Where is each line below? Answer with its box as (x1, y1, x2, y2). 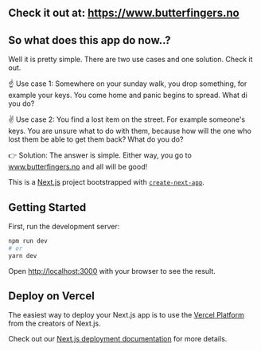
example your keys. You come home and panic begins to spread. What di (8, 91, 248, 100)
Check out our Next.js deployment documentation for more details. (8, 334, 228, 344)
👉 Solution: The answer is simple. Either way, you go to (8, 150, 193, 160)
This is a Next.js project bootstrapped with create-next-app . (8, 177, 205, 187)
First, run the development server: (8, 222, 120, 232)
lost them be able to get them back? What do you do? (8, 135, 184, 144)
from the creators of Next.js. (8, 318, 101, 329)
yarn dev (8, 252, 37, 259)
